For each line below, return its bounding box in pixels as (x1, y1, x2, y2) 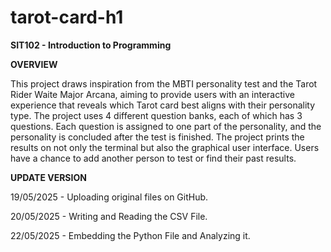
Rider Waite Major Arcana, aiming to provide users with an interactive (10, 88, 295, 100)
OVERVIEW (10, 58, 58, 70)
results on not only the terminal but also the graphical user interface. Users (10, 141, 320, 153)
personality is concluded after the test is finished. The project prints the (10, 131, 305, 143)
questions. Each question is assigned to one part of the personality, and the (10, 120, 322, 132)
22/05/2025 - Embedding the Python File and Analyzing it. (10, 229, 251, 241)
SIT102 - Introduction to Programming (10, 39, 172, 51)
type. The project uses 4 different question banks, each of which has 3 (10, 109, 303, 121)
